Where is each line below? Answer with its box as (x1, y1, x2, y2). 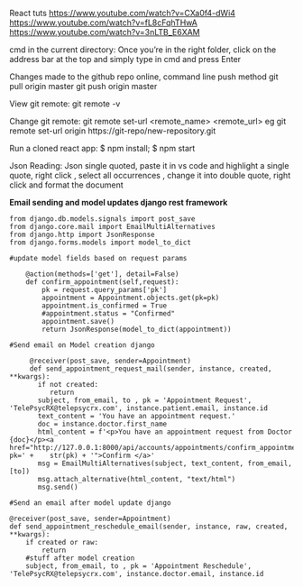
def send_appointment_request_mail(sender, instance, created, (29, 364, 272, 373)
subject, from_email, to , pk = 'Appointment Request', (37, 396, 252, 405)
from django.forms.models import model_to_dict (9, 238, 192, 247)
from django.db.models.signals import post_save (9, 215, 196, 224)
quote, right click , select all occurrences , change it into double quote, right (9, 170, 291, 180)
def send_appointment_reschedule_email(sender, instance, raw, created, (9, 522, 289, 531)
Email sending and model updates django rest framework (9, 197, 228, 207)
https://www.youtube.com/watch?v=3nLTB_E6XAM (9, 27, 200, 37)
